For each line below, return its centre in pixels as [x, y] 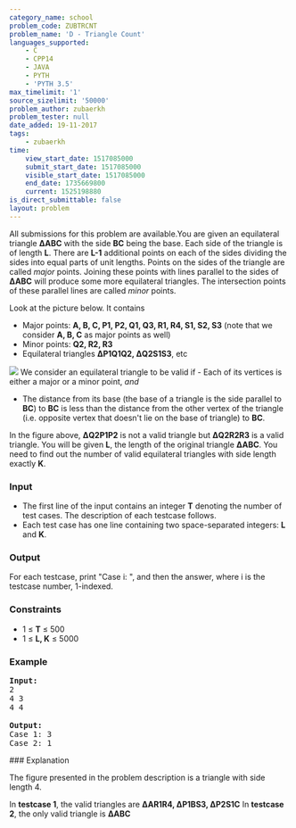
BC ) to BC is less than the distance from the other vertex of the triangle [152, 408]
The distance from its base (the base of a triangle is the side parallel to [152, 399]
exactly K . [28, 463]
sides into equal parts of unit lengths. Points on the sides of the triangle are [147, 262]
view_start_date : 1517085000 [79, 158]
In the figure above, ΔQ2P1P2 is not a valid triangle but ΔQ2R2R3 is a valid [147, 435]
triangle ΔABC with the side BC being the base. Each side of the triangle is [146, 243]
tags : [19, 134]
